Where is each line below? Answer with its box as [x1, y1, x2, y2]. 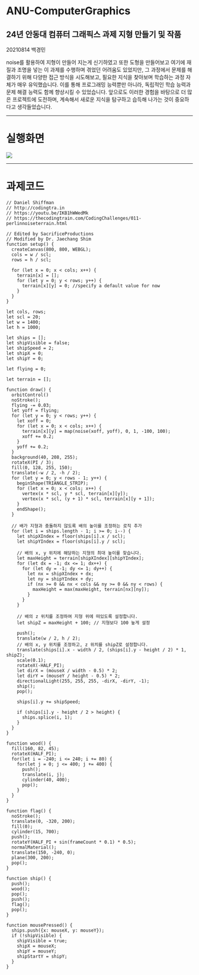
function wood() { [6, 740, 52, 746]
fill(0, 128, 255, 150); [11, 464, 73, 470]
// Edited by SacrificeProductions [6, 230, 94, 237]
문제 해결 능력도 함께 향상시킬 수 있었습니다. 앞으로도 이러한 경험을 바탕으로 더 [6, 88, 187, 96]
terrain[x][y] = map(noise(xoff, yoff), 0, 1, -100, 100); [21, 428, 171, 434]
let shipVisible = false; [6, 340, 70, 346]
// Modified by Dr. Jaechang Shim [6, 236, 92, 242]
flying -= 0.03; [11, 402, 52, 408]
